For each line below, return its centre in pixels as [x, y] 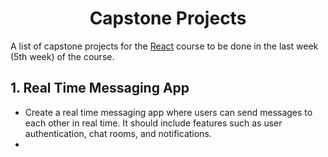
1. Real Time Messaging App [100, 88]
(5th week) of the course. [62, 56]
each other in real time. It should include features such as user [153, 123]
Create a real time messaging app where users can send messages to [168, 112]
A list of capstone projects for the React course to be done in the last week [164, 46]
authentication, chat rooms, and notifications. [118, 133]
